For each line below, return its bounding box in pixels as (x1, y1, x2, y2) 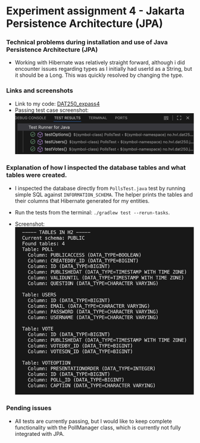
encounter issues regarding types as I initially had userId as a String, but (14, 65, 192, 73)
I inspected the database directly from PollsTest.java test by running (14, 185, 186, 192)
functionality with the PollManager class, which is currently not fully (14, 424, 182, 431)
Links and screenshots (6, 86, 73, 95)
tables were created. (6, 171, 67, 179)
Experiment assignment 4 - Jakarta (6, 4, 185, 18)
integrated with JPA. (14, 430, 65, 437)
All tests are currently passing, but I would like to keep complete (14, 417, 173, 425)
